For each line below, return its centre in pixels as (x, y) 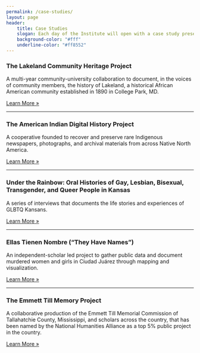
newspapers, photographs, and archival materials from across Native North (99, 143)
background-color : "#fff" (49, 39)
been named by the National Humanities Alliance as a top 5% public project (99, 326)
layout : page (22, 17)
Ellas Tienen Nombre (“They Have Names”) (70, 242)
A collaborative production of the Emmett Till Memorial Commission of (92, 314)
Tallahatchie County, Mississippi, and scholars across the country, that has (98, 320)
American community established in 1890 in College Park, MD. (82, 92)
